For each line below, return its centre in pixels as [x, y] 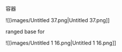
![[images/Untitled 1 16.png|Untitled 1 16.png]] [61, 43]
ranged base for [25, 32]
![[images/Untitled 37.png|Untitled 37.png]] [58, 20]
